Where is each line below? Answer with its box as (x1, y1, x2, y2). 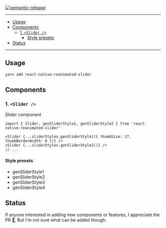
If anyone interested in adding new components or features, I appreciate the (5, 212, 160, 218)
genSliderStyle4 (12, 184, 45, 190)
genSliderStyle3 (12, 179, 45, 185)
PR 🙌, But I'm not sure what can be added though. (5, 217, 107, 223)
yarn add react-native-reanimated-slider (5, 72, 92, 77)
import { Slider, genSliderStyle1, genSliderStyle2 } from (5, 121, 129, 126)
